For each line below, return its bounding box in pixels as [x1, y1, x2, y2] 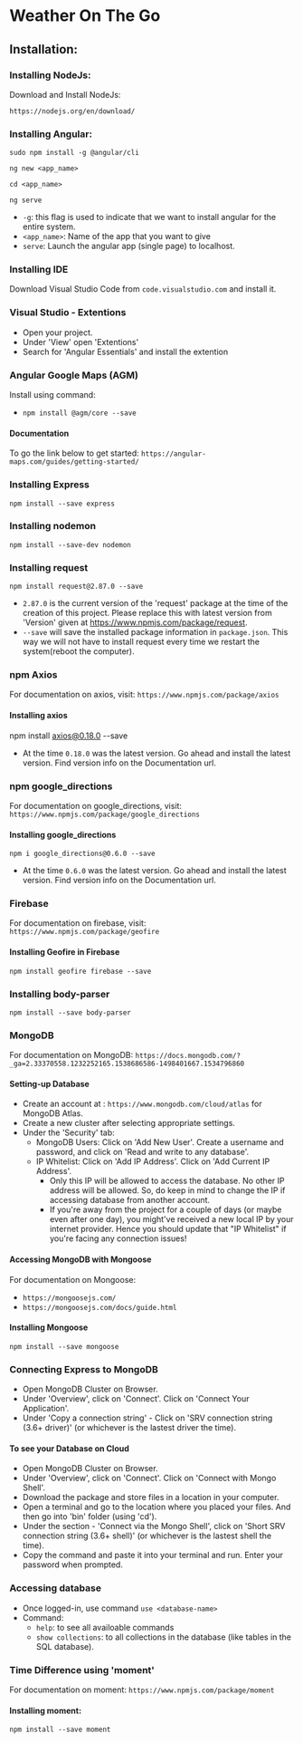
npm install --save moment [9, 1725, 111, 1735]
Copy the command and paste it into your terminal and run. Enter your [22, 1550, 283, 1561]
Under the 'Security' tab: [22, 1127, 115, 1138]
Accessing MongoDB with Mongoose [9, 1254, 152, 1265]
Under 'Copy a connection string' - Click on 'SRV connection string [22, 1412, 273, 1423]
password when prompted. [22, 1559, 124, 1570]
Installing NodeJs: [9, 69, 91, 82]
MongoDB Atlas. [22, 1108, 83, 1119]
